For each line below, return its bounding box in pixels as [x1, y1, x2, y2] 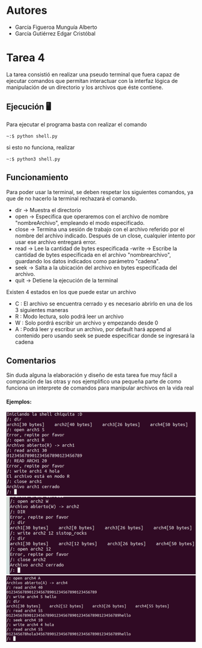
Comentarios [6, 355, 57, 365]
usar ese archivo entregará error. [14, 238, 97, 245]
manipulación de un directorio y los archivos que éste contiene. [6, 84, 164, 91]
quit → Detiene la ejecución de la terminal [14, 277, 118, 284]
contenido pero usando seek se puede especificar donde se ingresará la [14, 332, 195, 339]
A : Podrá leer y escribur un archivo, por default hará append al [14, 325, 171, 332]
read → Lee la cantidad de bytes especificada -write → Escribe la [14, 245, 177, 252]
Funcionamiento [6, 173, 69, 183]
